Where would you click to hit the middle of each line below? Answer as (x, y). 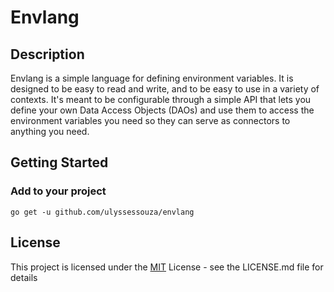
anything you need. (50, 131)
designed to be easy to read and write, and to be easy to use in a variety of (165, 89)
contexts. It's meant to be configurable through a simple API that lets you (161, 99)
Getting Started (59, 162)
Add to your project (58, 191)
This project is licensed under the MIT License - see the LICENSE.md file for (167, 267)
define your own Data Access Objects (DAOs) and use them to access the (162, 110)
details (24, 277)
